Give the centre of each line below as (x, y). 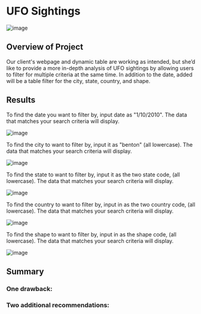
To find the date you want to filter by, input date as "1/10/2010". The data (97, 115)
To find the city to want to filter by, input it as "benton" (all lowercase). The (100, 144)
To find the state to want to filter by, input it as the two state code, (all (93, 175)
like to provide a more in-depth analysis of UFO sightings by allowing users (100, 68)
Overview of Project (45, 47)
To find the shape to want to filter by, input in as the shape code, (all (91, 234)
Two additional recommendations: (58, 305)
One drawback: (29, 289)
